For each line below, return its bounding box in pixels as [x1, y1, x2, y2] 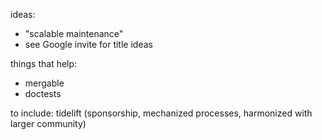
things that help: [10, 58, 78, 69]
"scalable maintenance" [24, 28, 124, 39]
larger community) [10, 118, 87, 129]
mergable [24, 77, 65, 89]
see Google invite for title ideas [24, 39, 153, 50]
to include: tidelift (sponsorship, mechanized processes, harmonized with [10, 107, 313, 119]
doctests [24, 88, 62, 99]
